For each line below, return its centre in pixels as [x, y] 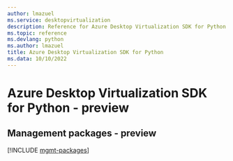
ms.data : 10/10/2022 [37, 59]
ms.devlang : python [36, 40]
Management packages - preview [82, 134]
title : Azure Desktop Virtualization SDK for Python [85, 53]
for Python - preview [68, 108]
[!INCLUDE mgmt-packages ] [48, 150]
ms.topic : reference [37, 33]
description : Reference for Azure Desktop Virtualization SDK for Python [117, 26]
